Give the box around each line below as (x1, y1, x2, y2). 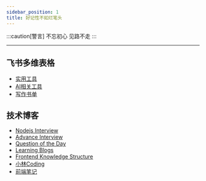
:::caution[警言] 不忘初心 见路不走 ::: (6, 32, 97, 40)
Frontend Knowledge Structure (15, 153, 93, 160)
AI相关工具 (15, 83, 43, 90)
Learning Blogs (15, 147, 54, 154)
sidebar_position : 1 (6, 9, 59, 15)
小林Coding (15, 160, 45, 168)
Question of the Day (15, 140, 66, 147)
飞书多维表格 (6, 58, 55, 68)
